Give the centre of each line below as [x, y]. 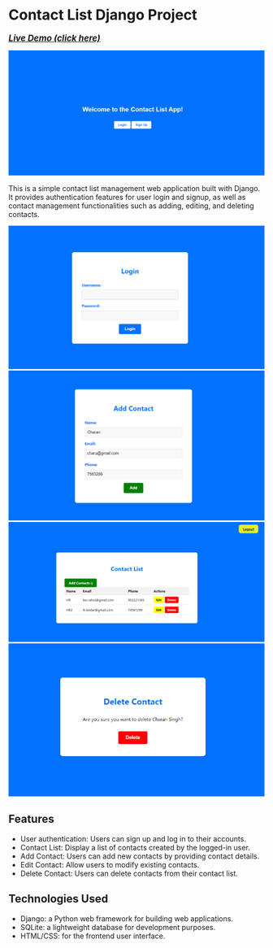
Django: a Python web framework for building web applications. [127, 918]
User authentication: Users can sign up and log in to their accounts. [133, 838]
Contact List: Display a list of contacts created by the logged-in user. [135, 847]
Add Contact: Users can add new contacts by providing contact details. [140, 856]
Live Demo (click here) [54, 38]
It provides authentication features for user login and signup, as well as [127, 198]
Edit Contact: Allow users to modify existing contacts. [110, 864]
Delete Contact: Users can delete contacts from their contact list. [129, 873]
